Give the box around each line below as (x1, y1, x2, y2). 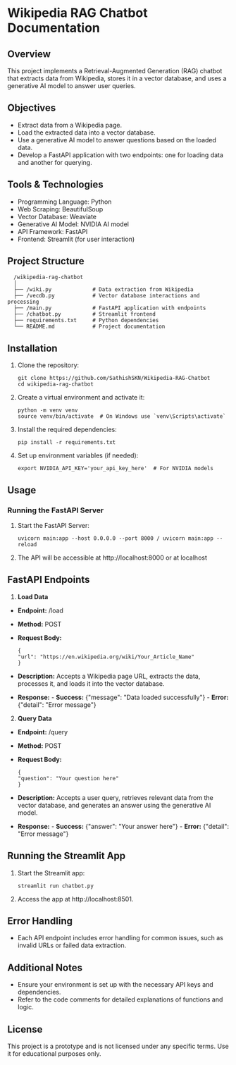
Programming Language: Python (17, 197, 112, 206)
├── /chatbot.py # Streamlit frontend (13, 311, 156, 318)
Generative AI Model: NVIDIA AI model (17, 220, 129, 228)
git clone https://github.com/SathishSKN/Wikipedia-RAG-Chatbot (17, 375, 211, 382)
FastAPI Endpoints (7, 574, 90, 586)
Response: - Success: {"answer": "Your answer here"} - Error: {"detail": (17, 822, 230, 830)
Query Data (17, 714, 52, 722)
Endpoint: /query (17, 727, 68, 736)
